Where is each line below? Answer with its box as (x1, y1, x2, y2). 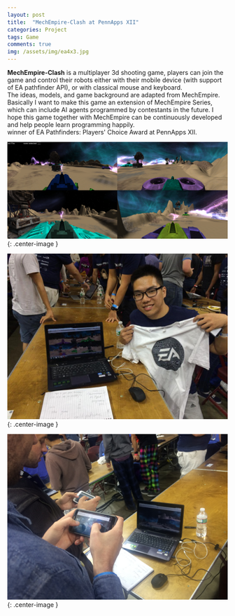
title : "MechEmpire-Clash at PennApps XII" (7, 18, 139, 26)
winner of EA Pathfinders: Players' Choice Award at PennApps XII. (7, 128, 197, 136)
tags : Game (7, 34, 39, 41)
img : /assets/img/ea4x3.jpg (7, 48, 90, 55)
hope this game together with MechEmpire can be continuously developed (7, 113, 222, 121)
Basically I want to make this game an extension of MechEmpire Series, (7, 98, 213, 107)
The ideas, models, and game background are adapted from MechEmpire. (7, 91, 220, 99)
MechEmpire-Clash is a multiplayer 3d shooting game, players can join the (7, 69, 224, 76)
